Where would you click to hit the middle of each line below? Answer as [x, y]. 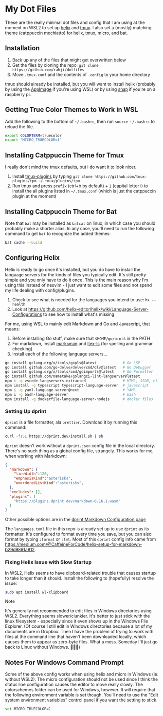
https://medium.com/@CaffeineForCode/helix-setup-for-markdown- [73, 544]
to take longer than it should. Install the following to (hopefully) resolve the [80, 578]
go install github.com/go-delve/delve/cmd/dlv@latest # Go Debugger [78, 367]
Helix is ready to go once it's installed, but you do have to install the [73, 270]
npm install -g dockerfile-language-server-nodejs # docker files [79, 399]
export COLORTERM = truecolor [34, 135]
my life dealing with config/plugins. [40, 290]
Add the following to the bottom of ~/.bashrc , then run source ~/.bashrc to [80, 121]
